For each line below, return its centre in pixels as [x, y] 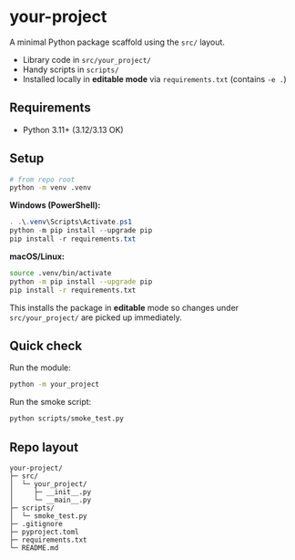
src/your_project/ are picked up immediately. [96, 317]
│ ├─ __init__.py [51, 492]
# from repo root [42, 180]
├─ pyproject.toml [44, 532]
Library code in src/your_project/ [87, 59]
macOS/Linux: [37, 256]
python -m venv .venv [51, 188]
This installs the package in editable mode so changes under [124, 307]
